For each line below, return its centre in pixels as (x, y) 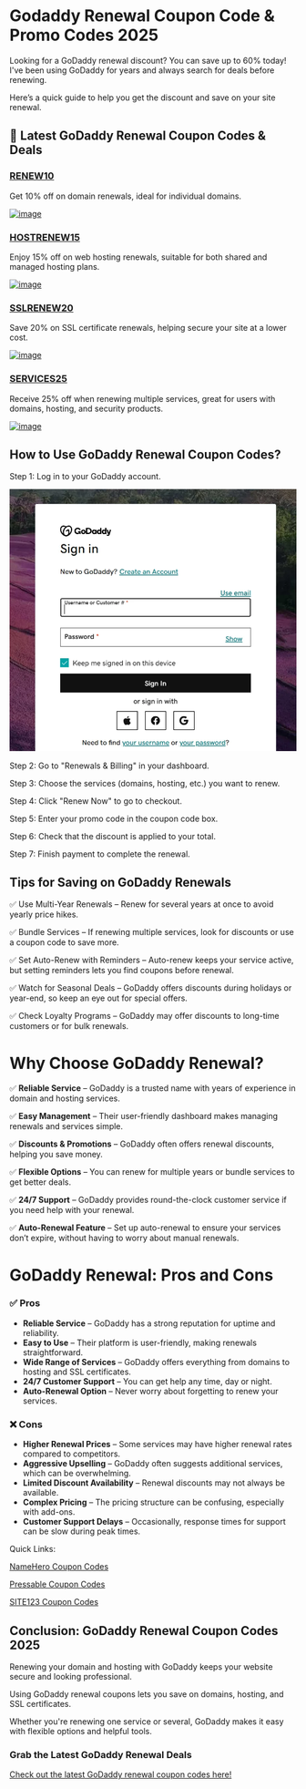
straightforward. (53, 1352)
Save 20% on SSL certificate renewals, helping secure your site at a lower (148, 328)
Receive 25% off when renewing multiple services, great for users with (143, 398)
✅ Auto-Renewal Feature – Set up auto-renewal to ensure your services (145, 1228)
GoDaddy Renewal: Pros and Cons (142, 1275)
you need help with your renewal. (72, 1210)
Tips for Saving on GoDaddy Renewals (121, 882)
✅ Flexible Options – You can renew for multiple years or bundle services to (152, 1172)
